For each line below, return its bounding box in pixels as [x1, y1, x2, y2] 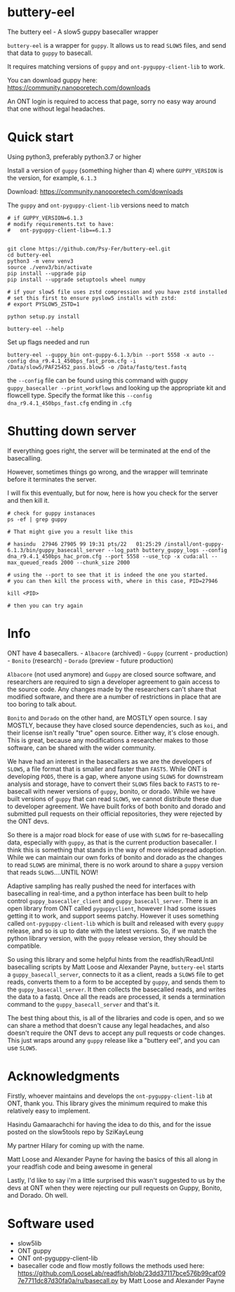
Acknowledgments [7, 1068, 121, 1084]
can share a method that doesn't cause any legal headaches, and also [7, 1021, 210, 1029]
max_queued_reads [7, 559, 58, 566]
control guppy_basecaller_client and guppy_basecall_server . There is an [7, 896, 218, 905]
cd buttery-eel [7, 251, 52, 258]
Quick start [7, 130, 74, 145]
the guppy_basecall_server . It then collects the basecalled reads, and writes [7, 985, 227, 993]
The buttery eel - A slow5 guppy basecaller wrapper [7, 27, 159, 36]
